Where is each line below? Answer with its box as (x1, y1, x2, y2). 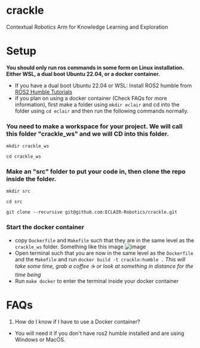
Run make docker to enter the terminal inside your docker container (14, 277, 179, 284)
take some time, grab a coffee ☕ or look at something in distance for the (14, 262, 194, 269)
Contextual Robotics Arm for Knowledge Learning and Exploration (6, 23, 168, 30)
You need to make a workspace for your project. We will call (6, 122, 183, 130)
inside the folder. (6, 175, 57, 183)
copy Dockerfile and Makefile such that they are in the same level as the (14, 236, 195, 244)
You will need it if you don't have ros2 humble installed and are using (14, 329, 184, 337)
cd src (6, 199, 23, 205)
